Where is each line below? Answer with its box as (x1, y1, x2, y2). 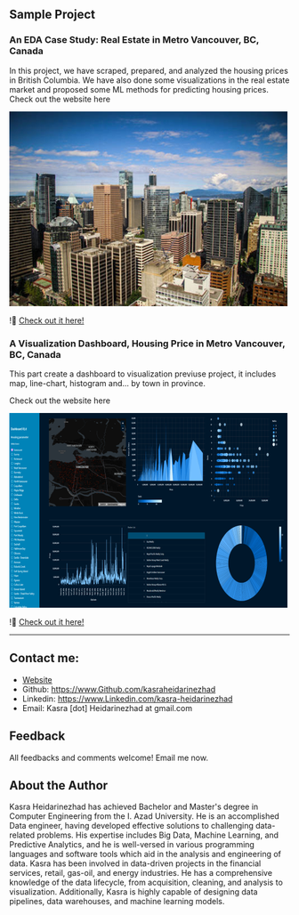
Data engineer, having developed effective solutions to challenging (9, 821, 254, 831)
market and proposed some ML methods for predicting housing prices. (9, 84, 269, 94)
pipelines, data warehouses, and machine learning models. (9, 896, 225, 907)
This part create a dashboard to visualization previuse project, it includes (9, 368, 277, 379)
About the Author (9, 778, 109, 793)
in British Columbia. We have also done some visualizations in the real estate (9, 75, 290, 85)
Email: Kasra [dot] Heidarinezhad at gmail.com (21, 702, 193, 713)
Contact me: (9, 651, 80, 666)
